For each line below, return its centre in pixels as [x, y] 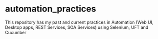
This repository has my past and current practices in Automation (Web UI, [79, 22]
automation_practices [51, 9]
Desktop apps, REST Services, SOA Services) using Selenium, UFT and [77, 27]
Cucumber [16, 32]
